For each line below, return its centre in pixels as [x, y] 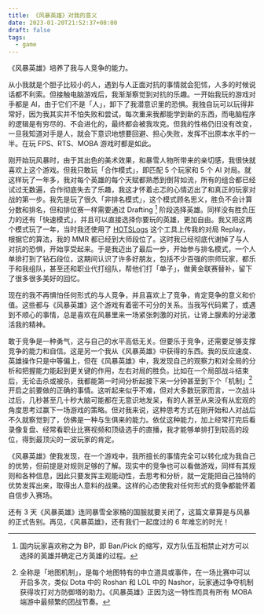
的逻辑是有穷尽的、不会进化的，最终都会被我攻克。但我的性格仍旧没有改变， [132, 124]
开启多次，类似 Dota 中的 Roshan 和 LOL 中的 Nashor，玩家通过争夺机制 [136, 583]
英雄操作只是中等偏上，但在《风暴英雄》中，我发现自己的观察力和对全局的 [128, 360]
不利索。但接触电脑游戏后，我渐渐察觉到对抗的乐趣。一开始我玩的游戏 [135, 94]
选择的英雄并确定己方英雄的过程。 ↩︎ [79, 556]
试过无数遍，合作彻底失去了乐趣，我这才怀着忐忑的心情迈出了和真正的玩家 [128, 190]
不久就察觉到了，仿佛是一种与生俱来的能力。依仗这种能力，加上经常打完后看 [132, 420]
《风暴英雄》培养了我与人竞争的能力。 [70, 68]
